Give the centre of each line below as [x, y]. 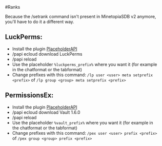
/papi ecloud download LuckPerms [47, 54]
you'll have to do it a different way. [40, 22]
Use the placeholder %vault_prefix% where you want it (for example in [82, 123]
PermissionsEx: [29, 95]
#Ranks [13, 7]
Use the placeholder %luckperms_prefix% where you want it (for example [84, 64]
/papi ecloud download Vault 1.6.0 [46, 112]
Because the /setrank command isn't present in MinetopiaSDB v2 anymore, [81, 16]
